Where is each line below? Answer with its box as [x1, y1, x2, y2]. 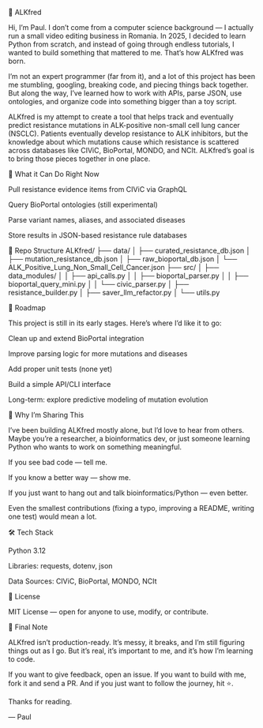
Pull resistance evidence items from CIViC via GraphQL [8, 185, 188, 193]
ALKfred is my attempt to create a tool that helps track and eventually [8, 112, 235, 122]
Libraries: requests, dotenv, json [8, 561, 113, 570]
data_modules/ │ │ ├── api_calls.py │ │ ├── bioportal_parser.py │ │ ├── [8, 271, 249, 280]
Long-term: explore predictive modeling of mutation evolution [8, 395, 209, 404]
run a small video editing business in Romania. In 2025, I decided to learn [8, 32, 246, 40]
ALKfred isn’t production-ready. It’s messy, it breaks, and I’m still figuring [8, 638, 245, 647]
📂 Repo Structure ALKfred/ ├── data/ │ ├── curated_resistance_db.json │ [8, 246, 251, 255]
